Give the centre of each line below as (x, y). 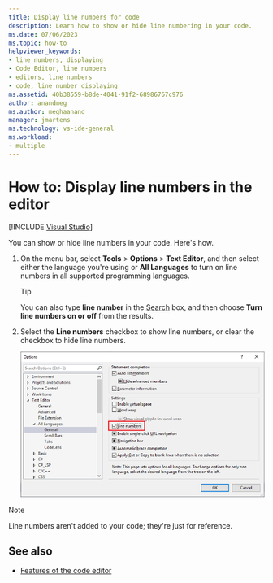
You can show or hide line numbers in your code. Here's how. (111, 242)
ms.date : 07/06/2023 (43, 34)
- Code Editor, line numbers (58, 69)
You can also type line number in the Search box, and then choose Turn (141, 307)
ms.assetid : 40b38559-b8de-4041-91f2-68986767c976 (96, 94)
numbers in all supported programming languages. (105, 276)
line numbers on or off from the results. (87, 315)
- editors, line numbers (50, 77)
